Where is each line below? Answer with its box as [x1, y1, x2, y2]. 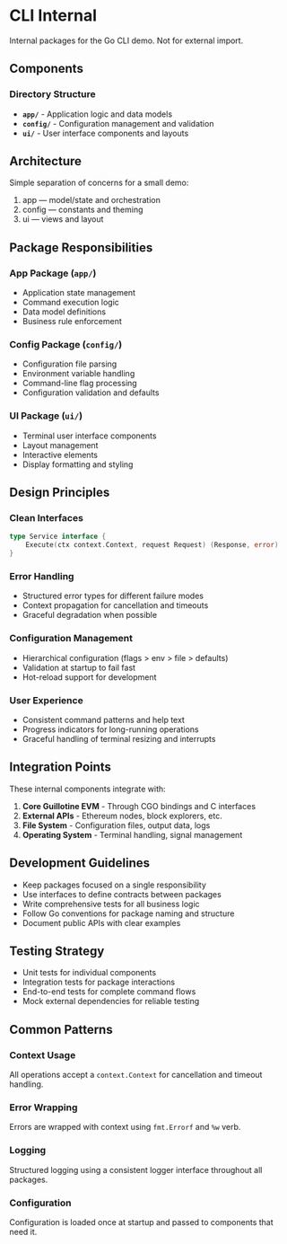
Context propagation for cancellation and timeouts [22, 600, 209, 611]
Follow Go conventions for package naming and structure [22, 908, 235, 919]
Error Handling [9, 569, 74, 582]
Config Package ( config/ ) [9, 339, 123, 351]
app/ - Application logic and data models [22, 109, 173, 119]
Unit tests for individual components [22, 967, 157, 978]
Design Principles [9, 485, 110, 500]
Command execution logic [22, 297, 119, 308]
